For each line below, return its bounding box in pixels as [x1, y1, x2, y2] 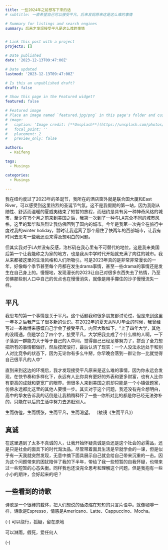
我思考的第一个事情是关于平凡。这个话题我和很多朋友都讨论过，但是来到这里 [5, 313, 163, 319]
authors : [5, 145, 23, 150]
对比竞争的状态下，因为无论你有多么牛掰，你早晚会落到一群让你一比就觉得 [9, 350, 163, 356]
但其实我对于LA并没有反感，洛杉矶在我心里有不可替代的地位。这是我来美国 [5, 244, 160, 250]
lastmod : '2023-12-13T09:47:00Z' [5, 71, 75, 76]
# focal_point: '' [5, 127, 48, 132]
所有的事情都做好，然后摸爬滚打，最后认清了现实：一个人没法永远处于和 [9, 344, 158, 350]
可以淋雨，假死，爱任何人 [5, 529, 58, 535]
